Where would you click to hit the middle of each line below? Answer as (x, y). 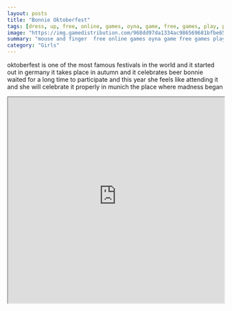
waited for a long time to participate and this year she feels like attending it (113, 79)
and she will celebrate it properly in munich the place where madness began (115, 87)
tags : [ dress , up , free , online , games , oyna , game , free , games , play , (113, 26)
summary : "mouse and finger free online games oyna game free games (109, 39)
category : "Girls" (33, 45)
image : (16, 33)
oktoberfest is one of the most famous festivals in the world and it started (111, 65)
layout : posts (27, 13)
